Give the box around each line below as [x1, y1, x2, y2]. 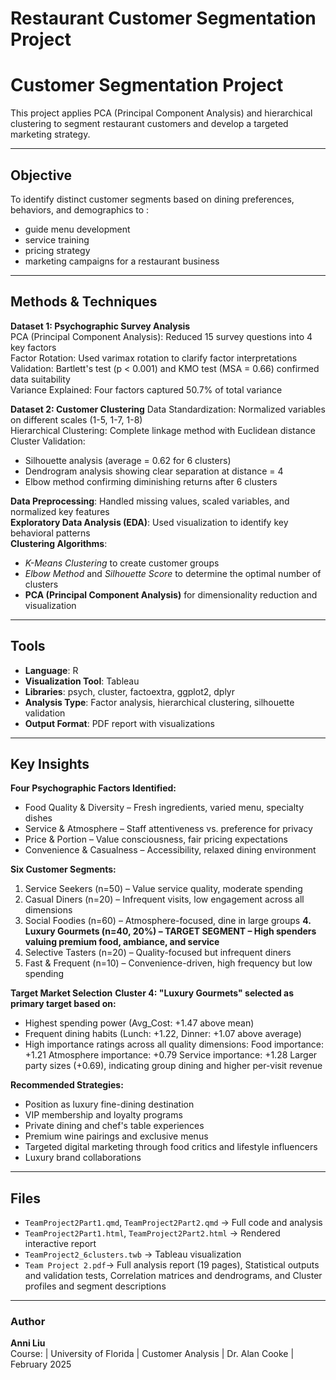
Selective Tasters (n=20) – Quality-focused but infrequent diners [24, 947, 292, 959]
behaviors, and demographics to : [10, 203, 150, 216]
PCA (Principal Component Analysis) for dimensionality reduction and [24, 588, 318, 601]
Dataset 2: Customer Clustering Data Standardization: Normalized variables [10, 403, 326, 415]
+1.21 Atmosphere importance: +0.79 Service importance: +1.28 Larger [24, 1049, 318, 1061]
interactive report [24, 1238, 97, 1250]
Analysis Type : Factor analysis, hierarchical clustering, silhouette [24, 696, 295, 708]
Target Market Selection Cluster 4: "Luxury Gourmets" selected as [10, 987, 295, 999]
